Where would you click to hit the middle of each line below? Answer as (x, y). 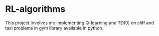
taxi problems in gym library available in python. (54, 28)
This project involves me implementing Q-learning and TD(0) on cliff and (79, 23)
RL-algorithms (35, 9)
